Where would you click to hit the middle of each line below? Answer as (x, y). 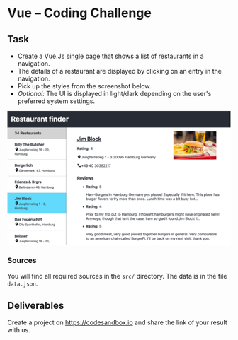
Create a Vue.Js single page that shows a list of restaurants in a (110, 56)
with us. (19, 330)
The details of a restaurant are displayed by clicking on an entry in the (119, 71)
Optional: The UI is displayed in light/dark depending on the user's (114, 94)
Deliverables (36, 305)
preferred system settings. (56, 101)
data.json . (23, 283)
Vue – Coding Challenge (80, 13)
